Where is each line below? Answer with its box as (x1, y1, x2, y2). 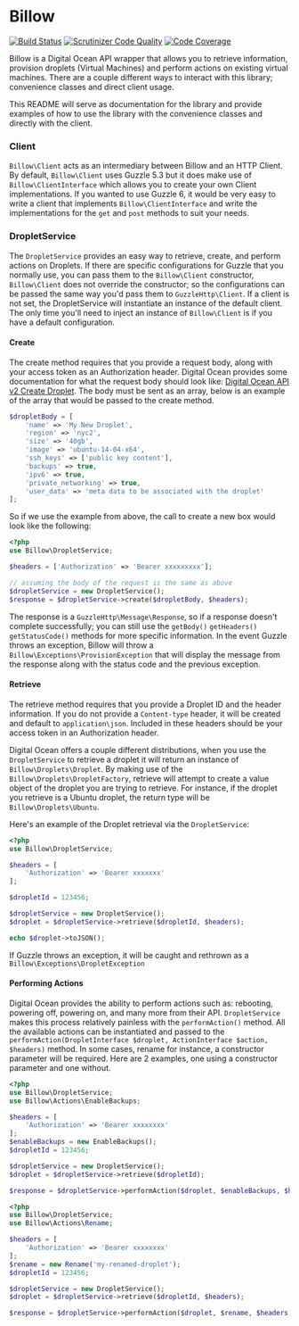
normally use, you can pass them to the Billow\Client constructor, (9, 269, 255, 280)
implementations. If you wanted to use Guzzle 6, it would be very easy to (9, 189, 276, 200)
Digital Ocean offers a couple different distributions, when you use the (9, 744, 267, 755)
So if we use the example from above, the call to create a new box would (9, 511, 276, 522)
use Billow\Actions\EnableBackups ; (9, 1096, 141, 1106)
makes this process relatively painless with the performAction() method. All (9, 1016, 286, 1027)
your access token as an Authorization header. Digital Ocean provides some (9, 366, 287, 377)
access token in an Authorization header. (9, 727, 159, 738)
